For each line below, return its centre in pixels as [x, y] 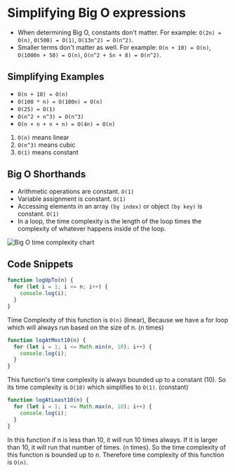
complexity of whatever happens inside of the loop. [92, 228]
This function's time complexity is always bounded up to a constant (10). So [117, 380]
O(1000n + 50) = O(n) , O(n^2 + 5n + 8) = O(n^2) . [89, 55]
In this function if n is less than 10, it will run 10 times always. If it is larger [113, 440]
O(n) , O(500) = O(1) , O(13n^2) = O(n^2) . [75, 39]
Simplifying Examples [56, 77]
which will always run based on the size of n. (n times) [86, 327]
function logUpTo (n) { [40, 280]
